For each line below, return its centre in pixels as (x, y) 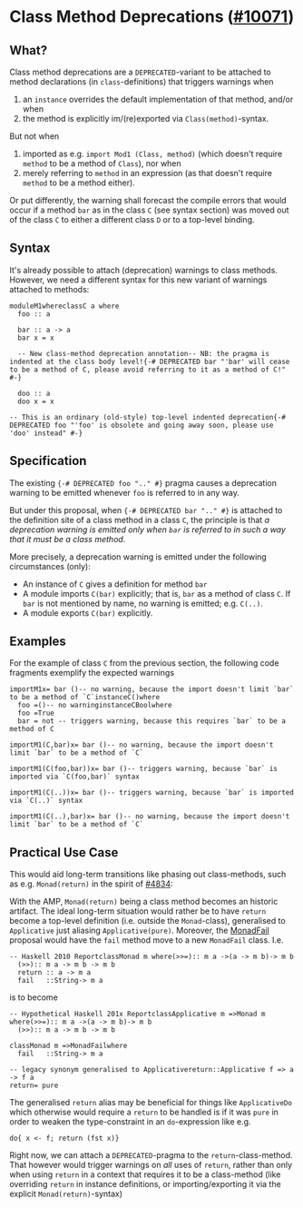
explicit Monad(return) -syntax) (66, 1194)
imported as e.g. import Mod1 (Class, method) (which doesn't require (152, 153)
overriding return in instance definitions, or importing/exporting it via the (145, 1184)
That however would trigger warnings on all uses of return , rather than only (151, 1165)
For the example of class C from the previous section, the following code (144, 663)
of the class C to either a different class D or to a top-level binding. (132, 219)
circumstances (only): (50, 566)
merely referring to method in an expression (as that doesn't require (147, 173)
